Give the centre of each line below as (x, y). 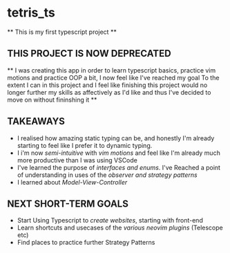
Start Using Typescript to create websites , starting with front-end (110, 221)
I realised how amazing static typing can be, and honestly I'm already (116, 138)
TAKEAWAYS (36, 121)
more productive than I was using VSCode (77, 160)
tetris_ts (31, 13)
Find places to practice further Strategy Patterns (86, 243)
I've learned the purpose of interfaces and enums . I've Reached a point (119, 167)
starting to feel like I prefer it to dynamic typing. (85, 145)
